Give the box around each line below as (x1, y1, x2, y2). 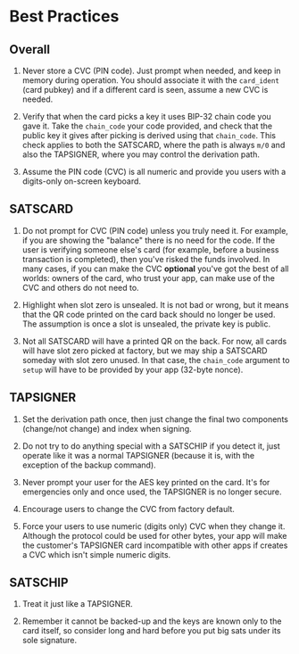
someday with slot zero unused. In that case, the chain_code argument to (21, 354, 290, 365)
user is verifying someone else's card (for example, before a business (21, 244, 279, 255)
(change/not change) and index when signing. (21, 423, 192, 434)
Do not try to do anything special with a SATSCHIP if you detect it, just (21, 440, 281, 451)
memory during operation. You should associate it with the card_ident (21, 75, 279, 86)
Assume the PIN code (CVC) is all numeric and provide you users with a (21, 167, 287, 177)
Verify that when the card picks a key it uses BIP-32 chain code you (21, 112, 272, 121)
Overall (9, 42, 51, 57)
